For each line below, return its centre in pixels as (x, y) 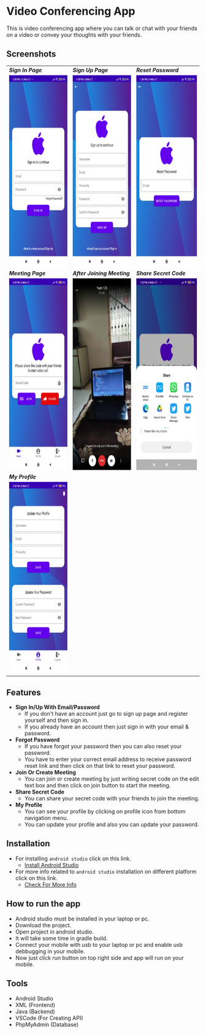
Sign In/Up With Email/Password (57, 707)
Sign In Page (25, 70)
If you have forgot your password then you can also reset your (103, 746)
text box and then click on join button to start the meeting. (97, 786)
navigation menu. (46, 818)
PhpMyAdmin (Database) (47, 1024)
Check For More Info (50, 884)
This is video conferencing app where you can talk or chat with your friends (102, 28)
